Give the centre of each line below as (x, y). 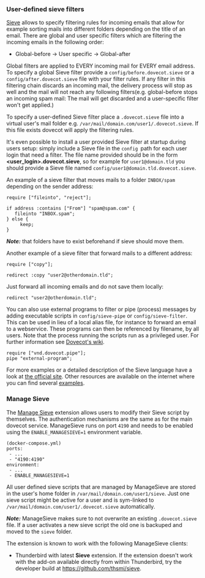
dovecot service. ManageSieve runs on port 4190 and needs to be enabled (100, 425)
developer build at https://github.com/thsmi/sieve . (78, 568)
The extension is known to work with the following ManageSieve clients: (97, 543)
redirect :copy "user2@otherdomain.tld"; (60, 275)
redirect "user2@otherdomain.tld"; (52, 298)
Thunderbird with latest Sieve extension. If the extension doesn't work (104, 555)
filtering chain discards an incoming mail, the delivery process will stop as (99, 85)
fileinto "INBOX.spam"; (45, 214)
